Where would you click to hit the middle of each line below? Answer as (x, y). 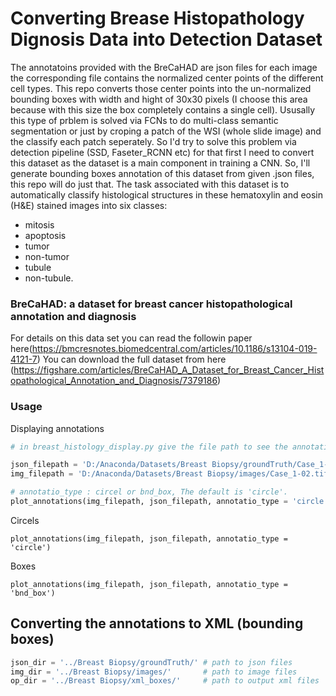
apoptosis (45, 235)
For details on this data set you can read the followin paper (131, 338)
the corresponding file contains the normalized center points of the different (167, 78)
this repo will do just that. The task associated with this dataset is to (150, 184)
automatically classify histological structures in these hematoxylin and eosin (167, 194)
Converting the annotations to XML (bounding (157, 623)
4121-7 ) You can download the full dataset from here (118, 359)
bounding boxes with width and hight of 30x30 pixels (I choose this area (159, 99)
